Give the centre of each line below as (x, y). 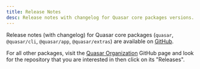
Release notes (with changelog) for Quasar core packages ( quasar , (90, 34)
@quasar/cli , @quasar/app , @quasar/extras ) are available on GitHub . (90, 41)
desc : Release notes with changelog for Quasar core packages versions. (100, 18)
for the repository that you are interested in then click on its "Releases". (96, 59)
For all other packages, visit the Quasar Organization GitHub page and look (100, 53)
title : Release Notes (34, 12)
